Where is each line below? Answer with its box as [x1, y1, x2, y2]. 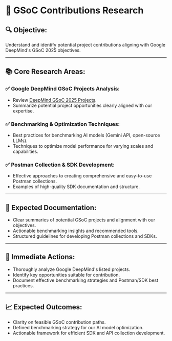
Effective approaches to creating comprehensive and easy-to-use [12, 173, 152, 179]
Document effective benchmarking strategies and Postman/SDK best [12, 277, 159, 283]
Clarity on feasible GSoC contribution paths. [12, 319, 106, 325]
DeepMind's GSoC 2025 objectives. [5, 47, 81, 53]
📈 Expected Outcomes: [5, 303, 82, 311]
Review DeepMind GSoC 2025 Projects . [12, 97, 97, 103]
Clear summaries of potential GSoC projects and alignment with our [12, 217, 155, 223]
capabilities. [12, 148, 38, 154]
